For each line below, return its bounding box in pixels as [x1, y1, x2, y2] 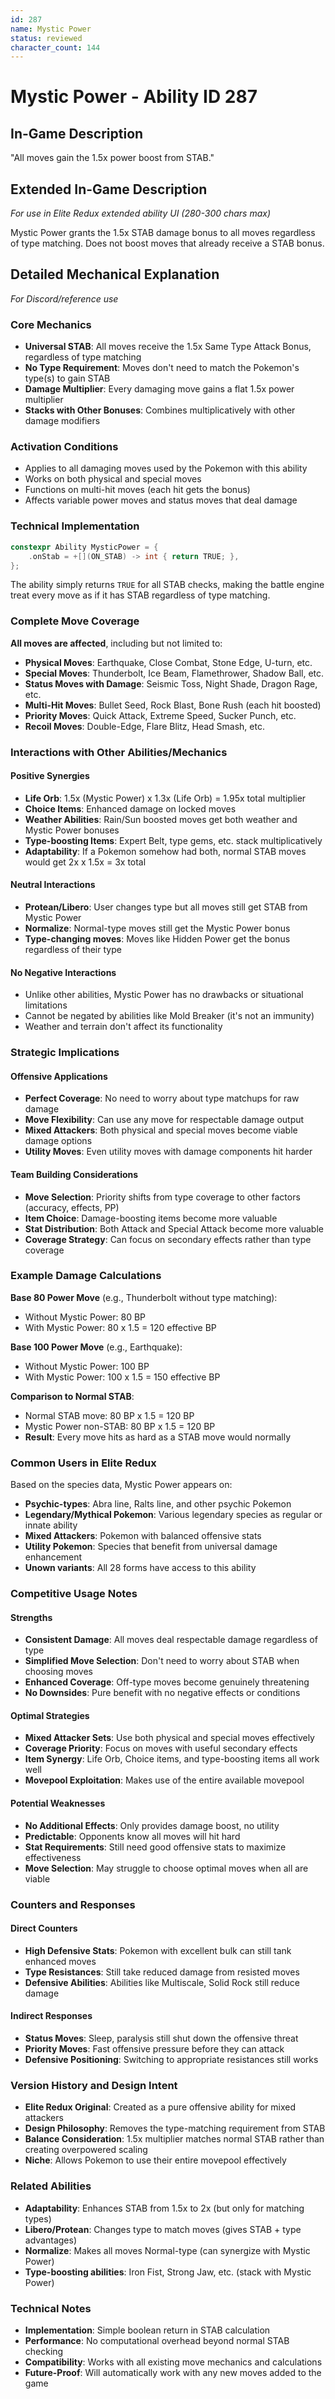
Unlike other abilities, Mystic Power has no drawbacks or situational [24, 989, 304, 1001]
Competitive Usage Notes [10, 1587, 138, 1601]
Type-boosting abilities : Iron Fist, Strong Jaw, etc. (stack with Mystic [24, 2266, 312, 2278]
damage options [24, 1135, 93, 1147]
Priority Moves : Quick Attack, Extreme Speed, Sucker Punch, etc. [24, 709, 297, 721]
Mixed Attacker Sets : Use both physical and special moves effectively [24, 1732, 315, 1744]
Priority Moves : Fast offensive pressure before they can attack [24, 2043, 285, 2055]
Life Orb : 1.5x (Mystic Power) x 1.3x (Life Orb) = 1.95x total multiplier [24, 792, 307, 804]
